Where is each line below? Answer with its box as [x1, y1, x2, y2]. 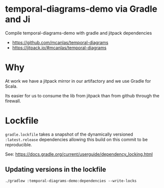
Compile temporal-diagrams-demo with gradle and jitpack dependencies [5, 30, 152, 36]
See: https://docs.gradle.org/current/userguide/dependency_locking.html [5, 151, 153, 157]
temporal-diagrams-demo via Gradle [5, 3, 158, 15]
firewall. [5, 98, 21, 104]
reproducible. [5, 141, 32, 147]
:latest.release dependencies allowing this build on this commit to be [5, 136, 148, 142]
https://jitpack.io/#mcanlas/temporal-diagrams [12, 45, 107, 50]
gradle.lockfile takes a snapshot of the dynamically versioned [5, 131, 133, 137]
